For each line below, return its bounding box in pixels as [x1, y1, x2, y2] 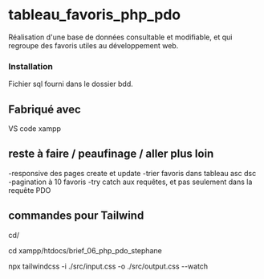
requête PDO [8, 185, 51, 195]
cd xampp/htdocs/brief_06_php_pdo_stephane [8, 245, 162, 255]
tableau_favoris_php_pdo [8, 6, 181, 24]
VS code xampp [8, 124, 62, 133]
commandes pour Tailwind [8, 209, 144, 223]
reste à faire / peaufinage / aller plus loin [8, 147, 214, 161]
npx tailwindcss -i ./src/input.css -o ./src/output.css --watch [8, 261, 209, 271]
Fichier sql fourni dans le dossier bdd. [8, 79, 134, 89]
